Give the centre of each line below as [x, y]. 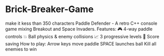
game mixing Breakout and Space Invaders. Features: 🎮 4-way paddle [79, 29]
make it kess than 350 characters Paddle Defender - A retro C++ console [81, 23]
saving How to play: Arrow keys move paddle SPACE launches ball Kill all [81, 43]
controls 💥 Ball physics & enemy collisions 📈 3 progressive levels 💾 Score [82, 36]
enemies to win [21, 49]
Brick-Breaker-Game [49, 9]
